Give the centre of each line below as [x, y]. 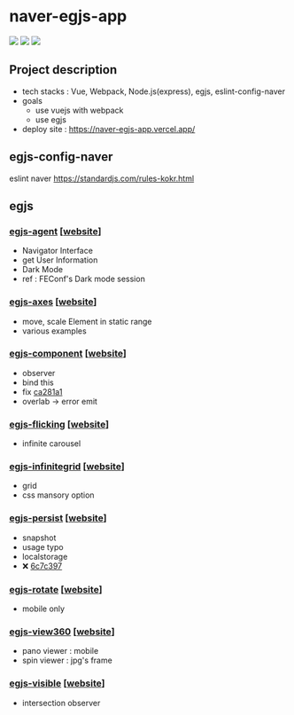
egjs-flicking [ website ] [59, 424]
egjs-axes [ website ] [53, 302]
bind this [38, 382]
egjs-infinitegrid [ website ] [67, 467]
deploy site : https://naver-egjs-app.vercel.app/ [108, 129]
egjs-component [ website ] [68, 354]
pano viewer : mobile [60, 651]
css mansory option [58, 495]
